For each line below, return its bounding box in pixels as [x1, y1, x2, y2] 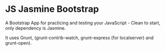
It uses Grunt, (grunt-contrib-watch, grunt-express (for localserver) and [5, 35, 154, 41]
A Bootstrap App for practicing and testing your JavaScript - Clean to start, [5, 20, 160, 26]
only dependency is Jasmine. [5, 25, 66, 31]
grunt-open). [5, 40, 32, 46]
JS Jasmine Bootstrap [5, 3, 99, 15]
